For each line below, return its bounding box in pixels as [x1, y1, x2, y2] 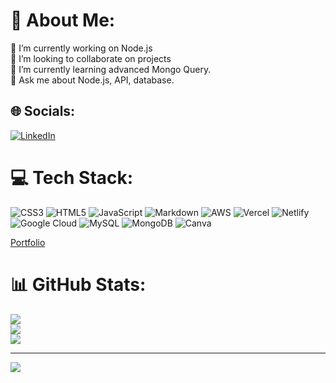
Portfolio [10, 236, 46, 248]
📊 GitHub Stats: [10, 273, 147, 296]
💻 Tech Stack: [10, 166, 134, 189]
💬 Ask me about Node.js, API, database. [10, 74, 175, 86]
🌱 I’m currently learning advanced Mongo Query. [10, 63, 212, 75]
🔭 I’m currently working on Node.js [10, 42, 153, 54]
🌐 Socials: [10, 103, 76, 120]
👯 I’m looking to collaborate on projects [10, 52, 172, 64]
